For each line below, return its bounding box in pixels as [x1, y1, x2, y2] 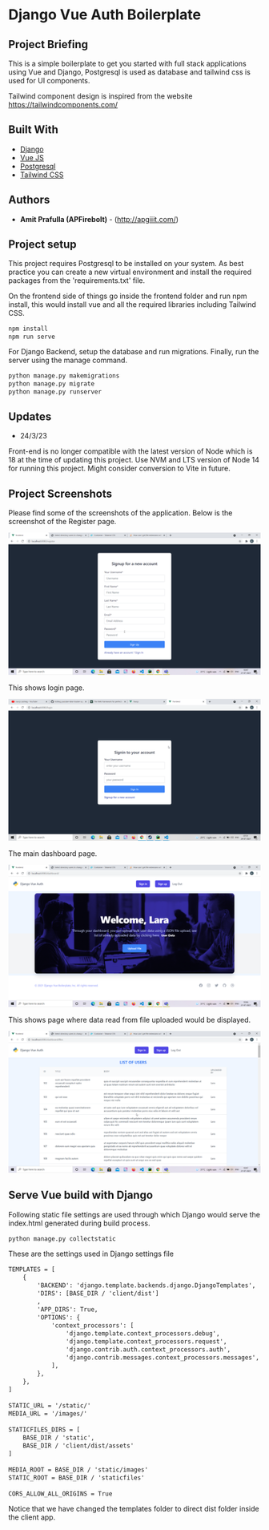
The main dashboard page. [8, 849, 98, 858]
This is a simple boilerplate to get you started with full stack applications [8, 59, 247, 68]
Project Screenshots [8, 486, 112, 500]
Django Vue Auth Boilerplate [8, 6, 202, 24]
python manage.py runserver [8, 388, 102, 396]
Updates [8, 410, 52, 423]
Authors [8, 193, 50, 207]
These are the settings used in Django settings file [8, 1249, 175, 1258]
